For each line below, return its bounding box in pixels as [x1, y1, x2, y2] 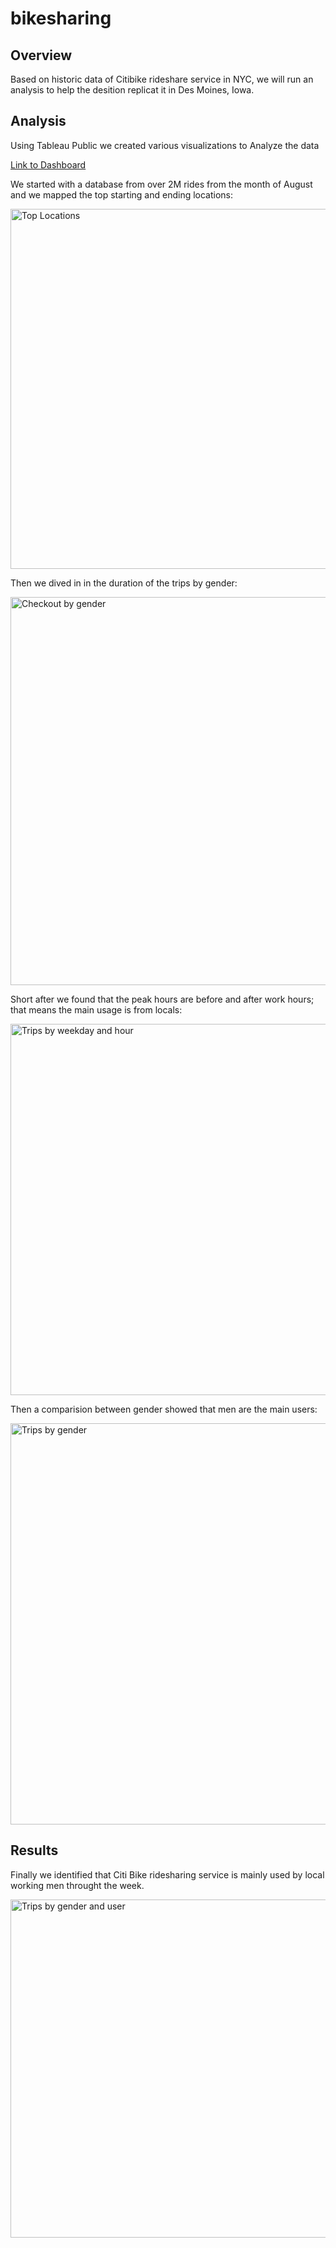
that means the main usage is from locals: [10, 1003, 183, 1016]
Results [10, 1842, 59, 1859]
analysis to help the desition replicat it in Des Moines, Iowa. [10, 84, 255, 96]
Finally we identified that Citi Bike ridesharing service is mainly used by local [10, 1868, 325, 1881]
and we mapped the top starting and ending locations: [10, 188, 234, 201]
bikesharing [10, 7, 112, 30]
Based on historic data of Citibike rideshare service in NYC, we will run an [10, 73, 314, 85]
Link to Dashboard [10, 158, 87, 171]
